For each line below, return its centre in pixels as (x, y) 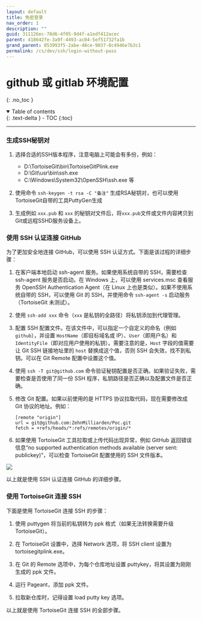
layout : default (26, 12)
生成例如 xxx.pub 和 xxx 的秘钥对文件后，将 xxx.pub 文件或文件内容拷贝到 (104, 213)
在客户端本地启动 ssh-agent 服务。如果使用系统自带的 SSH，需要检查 (101, 272)
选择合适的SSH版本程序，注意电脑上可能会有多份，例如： (86, 154)
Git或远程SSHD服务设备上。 (49, 220)
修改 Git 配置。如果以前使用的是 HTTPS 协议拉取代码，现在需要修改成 (101, 399)
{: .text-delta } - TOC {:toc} (40, 117)
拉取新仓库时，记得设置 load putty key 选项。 (71, 597)
